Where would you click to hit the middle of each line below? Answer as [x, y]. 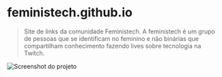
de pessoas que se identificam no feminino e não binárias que [111, 38]
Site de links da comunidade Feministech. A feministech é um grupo [119, 31]
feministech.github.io [70, 13]
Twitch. [34, 53]
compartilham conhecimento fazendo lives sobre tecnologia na [112, 46]
